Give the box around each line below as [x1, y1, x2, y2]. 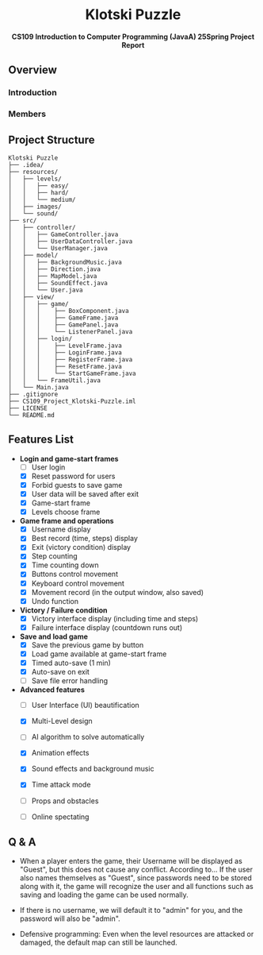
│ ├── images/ [8, 203, 62, 211]
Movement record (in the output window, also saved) [31, 587, 204, 597]
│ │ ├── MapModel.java [8, 272, 97, 280]
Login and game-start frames [19, 454, 119, 463]
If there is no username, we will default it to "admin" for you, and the [19, 906, 243, 915]
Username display [31, 524, 91, 534]
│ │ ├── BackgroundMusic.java [8, 258, 123, 266]
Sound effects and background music [31, 764, 154, 774]
